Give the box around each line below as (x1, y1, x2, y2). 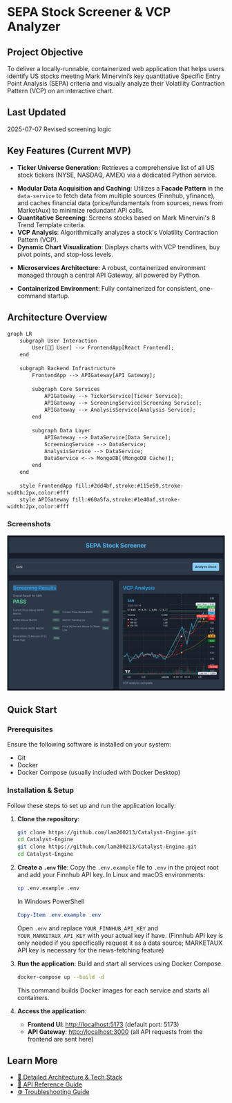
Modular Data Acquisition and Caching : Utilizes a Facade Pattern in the (17, 184, 224, 192)
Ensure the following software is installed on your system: (7, 740, 171, 749)
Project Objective (7, 46, 84, 58)
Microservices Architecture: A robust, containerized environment (17, 263, 206, 271)
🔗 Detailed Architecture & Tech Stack (17, 1073, 123, 1082)
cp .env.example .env (17, 885, 79, 892)
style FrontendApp (19, 483, 72, 490)
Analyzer (7, 19, 61, 35)
